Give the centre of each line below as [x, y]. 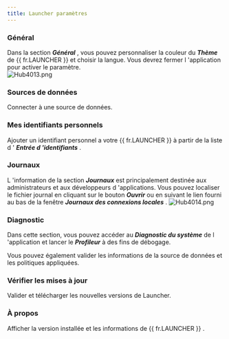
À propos [23, 314]
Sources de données [42, 92]
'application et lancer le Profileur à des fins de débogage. [89, 242]
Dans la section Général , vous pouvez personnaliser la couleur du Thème [112, 52]
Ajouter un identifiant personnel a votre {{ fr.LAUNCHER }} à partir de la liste [115, 140]
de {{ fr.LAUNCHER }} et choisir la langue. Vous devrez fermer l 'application [114, 60]
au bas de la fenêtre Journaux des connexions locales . [87, 202]
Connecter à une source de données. [60, 107]
